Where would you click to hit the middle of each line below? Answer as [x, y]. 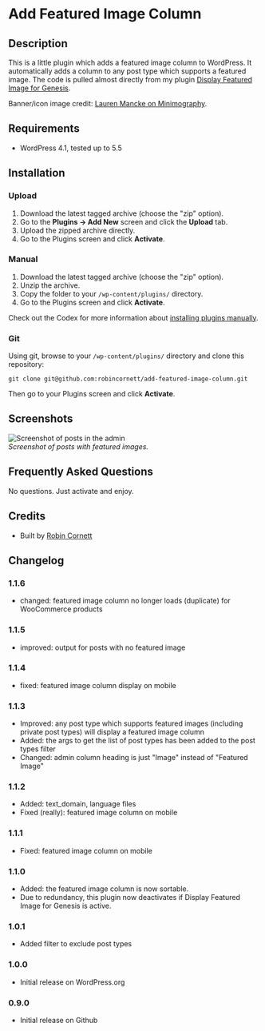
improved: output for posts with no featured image [103, 647]
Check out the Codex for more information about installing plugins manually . [133, 317]
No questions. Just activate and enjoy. [71, 491]
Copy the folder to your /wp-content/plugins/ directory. [111, 293]
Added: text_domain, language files [78, 804]
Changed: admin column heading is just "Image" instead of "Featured [134, 758]
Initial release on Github [59, 1020]
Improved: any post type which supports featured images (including [131, 723]
